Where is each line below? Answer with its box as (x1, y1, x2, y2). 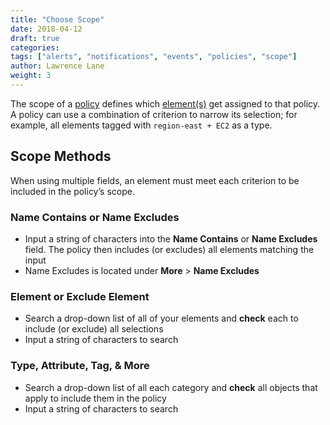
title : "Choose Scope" (10, 14, 105, 25)
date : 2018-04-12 (10, 24, 83, 34)
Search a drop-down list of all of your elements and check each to (24, 312, 299, 325)
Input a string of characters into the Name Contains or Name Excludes (24, 232, 318, 245)
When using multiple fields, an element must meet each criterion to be (10, 174, 300, 186)
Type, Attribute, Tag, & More (10, 359, 150, 373)
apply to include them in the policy (24, 392, 167, 404)
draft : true (10, 33, 60, 43)
